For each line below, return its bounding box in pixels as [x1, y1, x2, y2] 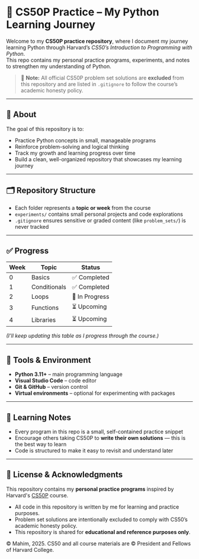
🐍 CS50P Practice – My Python [6, 5, 159, 19]
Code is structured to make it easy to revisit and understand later [14, 447, 174, 454]
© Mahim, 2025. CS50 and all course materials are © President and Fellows [6, 539, 191, 547]
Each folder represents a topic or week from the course [14, 204, 151, 211]
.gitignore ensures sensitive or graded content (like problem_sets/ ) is [14, 216, 187, 224]
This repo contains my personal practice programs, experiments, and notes [6, 56, 190, 63]
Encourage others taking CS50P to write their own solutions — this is [14, 435, 186, 441]
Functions [31, 304, 59, 312]
